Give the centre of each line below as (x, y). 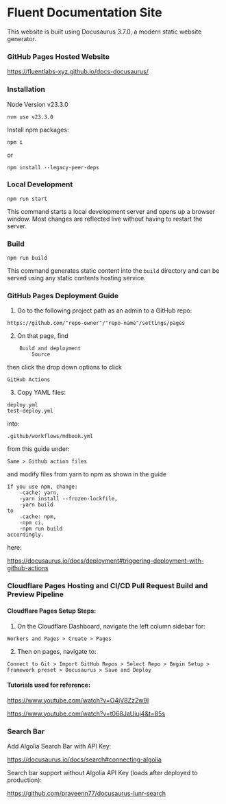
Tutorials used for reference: (49, 685)
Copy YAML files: (41, 393)
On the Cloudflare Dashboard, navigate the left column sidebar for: (111, 626)
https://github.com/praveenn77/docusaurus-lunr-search (87, 794)
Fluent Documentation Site (85, 13)
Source (41, 354)
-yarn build (36, 505)
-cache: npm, (38, 517)
